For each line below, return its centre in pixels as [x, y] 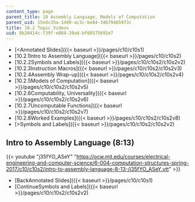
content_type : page [30, 11]
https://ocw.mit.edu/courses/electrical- [123, 156]
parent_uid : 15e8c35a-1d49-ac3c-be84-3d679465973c [69, 22]
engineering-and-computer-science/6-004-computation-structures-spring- [97, 163]
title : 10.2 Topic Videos [37, 28]
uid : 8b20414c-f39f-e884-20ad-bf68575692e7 [60, 33]
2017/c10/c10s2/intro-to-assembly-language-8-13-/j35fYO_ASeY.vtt [88, 169]
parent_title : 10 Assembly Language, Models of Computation [81, 17]
